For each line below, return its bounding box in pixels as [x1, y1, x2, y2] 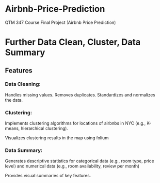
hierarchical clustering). [21, 126, 68, 131]
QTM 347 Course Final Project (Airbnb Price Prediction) [5, 19, 116, 25]
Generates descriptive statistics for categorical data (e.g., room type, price [5, 158, 154, 164]
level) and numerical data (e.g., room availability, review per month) [5, 163, 140, 169]
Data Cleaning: [5, 81, 41, 88]
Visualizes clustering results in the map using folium [5, 135, 109, 141]
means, [5, 126, 20, 131]
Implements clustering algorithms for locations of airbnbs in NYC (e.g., [5, 120, 146, 126]
